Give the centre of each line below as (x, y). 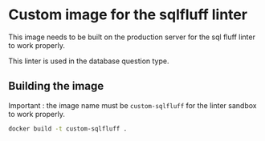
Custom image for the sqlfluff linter (128, 15)
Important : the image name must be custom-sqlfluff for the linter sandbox (132, 105)
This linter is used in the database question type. (89, 61)
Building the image (56, 86)
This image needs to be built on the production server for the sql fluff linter (132, 37)
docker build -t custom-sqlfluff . (68, 129)
